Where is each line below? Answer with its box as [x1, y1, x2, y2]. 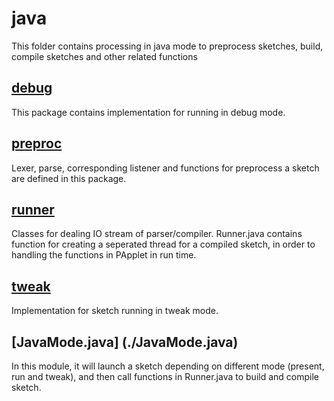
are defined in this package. [11, 172, 127, 184]
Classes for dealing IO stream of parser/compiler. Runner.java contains [11, 228, 303, 240]
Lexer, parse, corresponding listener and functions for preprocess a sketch [11, 162, 320, 174]
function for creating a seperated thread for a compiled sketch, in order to [11, 238, 316, 251]
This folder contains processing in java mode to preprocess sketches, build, [11, 40, 324, 52]
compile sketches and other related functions [11, 50, 198, 62]
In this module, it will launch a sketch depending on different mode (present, [11, 360, 325, 372]
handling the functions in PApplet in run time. [11, 249, 197, 261]
